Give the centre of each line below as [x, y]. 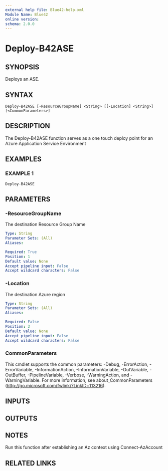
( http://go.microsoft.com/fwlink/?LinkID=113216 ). [56, 385]
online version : [22, 19]
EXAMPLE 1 [20, 173]
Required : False [22, 322]
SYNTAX [19, 95]
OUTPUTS [21, 418]
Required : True [21, 252]
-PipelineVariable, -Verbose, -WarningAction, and [78, 375]
